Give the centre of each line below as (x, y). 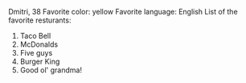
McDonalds (39, 44)
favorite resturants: (40, 20)
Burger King (40, 61)
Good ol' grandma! (51, 70)
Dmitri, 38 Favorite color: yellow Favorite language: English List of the (123, 12)
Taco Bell (35, 36)
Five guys (36, 53)
